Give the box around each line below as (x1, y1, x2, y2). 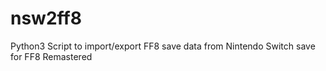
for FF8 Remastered (10, 50, 93, 62)
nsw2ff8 (10, 7, 82, 30)
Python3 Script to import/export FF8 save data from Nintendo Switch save (10, 40, 316, 52)
